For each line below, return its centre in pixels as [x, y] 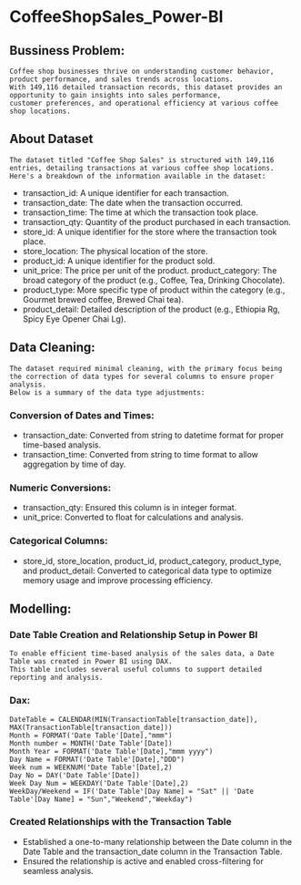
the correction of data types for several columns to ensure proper [142, 376]
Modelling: [40, 608]
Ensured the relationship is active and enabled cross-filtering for [143, 861]
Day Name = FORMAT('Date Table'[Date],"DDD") [97, 759]
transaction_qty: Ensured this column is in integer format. [130, 508]
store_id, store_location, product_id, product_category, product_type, [152, 561]
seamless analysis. [58, 870]
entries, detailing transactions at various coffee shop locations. [142, 168]
